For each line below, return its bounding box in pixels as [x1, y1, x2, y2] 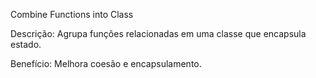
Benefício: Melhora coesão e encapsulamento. [10, 58, 202, 69]
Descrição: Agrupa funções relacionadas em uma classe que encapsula [10, 28, 307, 39]
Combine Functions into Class [10, 9, 134, 20]
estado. [10, 39, 42, 50]
